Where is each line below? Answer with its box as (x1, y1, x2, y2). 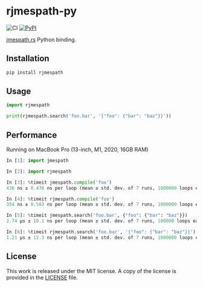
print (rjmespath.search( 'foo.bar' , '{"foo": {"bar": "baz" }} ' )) (6, 113, 172, 119)
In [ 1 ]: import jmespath (6, 158, 69, 164)
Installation (6, 53, 50, 64)
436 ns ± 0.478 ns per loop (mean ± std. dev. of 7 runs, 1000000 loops (6, 185, 193, 191)
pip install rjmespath (6, 69, 63, 76)
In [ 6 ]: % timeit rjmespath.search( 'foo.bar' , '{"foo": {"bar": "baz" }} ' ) (6, 229, 196, 235)
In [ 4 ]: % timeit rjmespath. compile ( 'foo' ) (6, 196, 115, 202)
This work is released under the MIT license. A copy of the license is (6, 267, 176, 274)
